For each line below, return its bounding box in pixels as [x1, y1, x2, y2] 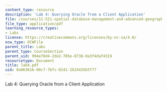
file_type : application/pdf [5, 21, 64, 26]
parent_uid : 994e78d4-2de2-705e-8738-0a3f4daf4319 [5, 53, 112, 59]
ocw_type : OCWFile [5, 40, 43, 45]
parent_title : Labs [5, 44, 46, 49]
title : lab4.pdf [5, 63, 39, 68]
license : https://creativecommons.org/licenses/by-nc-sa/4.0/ [5, 35, 137, 40]
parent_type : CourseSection [5, 49, 64, 54]
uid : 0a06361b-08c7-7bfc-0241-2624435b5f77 [5, 68, 97, 73]
